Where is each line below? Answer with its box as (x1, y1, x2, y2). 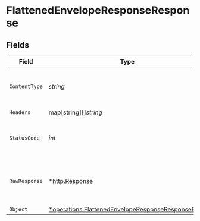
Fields (6, 40, 30, 50)
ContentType (9, 83, 43, 90)
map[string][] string (48, 108, 102, 116)
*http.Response (48, 177, 93, 185)
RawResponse (9, 178, 43, 184)
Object (9, 206, 28, 213)
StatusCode (9, 135, 40, 141)
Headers (9, 109, 31, 116)
